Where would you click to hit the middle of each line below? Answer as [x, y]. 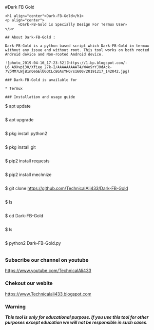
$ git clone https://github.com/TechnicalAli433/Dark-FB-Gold [67, 188]
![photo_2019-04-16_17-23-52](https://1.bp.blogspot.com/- [66, 63]
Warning [15, 307]
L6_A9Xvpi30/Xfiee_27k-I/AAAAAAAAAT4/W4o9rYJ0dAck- [58, 67]
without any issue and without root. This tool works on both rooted [77, 50]
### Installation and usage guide [40, 97]
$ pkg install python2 [26, 133]
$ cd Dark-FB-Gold [24, 216]
